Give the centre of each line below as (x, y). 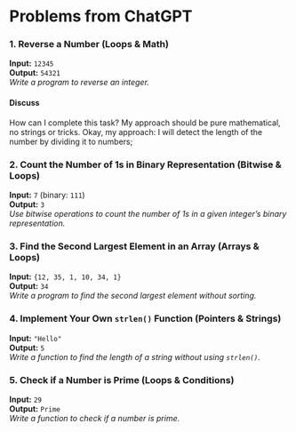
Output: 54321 (35, 73)
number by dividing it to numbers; (71, 141)
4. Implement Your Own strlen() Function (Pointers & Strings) (145, 319)
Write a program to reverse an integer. (79, 83)
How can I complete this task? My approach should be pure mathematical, (145, 123)
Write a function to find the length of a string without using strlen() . (135, 356)
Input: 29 (26, 399)
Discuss (24, 103)
